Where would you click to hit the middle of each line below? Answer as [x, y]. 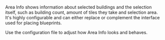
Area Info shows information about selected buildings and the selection [78, 7]
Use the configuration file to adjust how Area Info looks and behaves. [76, 32]
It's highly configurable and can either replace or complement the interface [82, 18]
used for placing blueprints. [33, 23]
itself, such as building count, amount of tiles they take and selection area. [81, 12]
